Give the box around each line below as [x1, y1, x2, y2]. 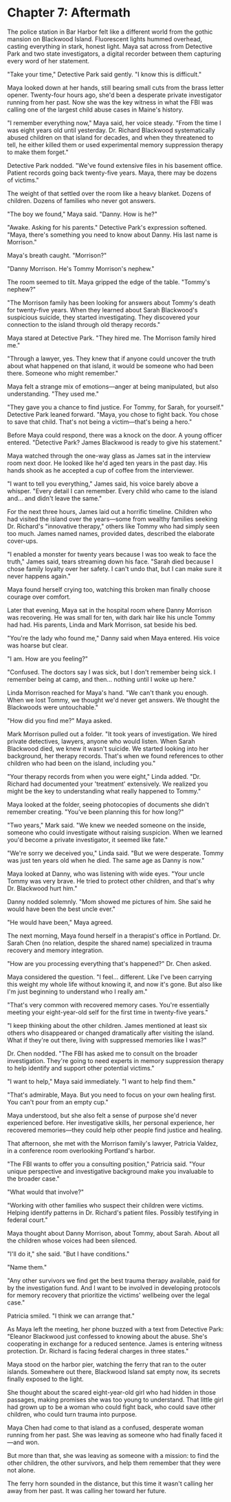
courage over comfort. [7, 592, 71, 601]
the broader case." [7, 1174, 60, 1183]
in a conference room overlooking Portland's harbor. [7, 1146, 155, 1155]
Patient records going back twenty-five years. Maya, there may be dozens [7, 169, 217, 177]
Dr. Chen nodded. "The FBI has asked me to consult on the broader [7, 1049, 198, 1058]
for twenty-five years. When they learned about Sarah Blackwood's [7, 305, 198, 314]
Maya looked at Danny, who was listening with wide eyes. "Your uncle [7, 869, 205, 878]
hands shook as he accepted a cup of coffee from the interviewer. [7, 466, 195, 474]
